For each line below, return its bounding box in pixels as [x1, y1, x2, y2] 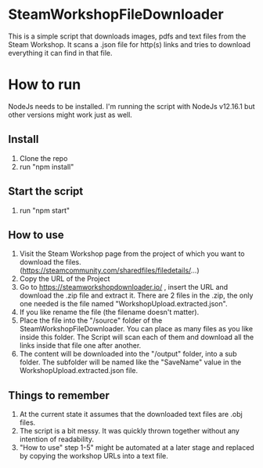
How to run [8, 76, 81, 93]
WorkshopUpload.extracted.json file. [19, 366, 139, 375]
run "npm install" [19, 162, 74, 171]
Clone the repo [19, 153, 68, 163]
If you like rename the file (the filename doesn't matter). [19, 308, 200, 317]
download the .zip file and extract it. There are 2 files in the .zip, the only [19, 291, 254, 300]
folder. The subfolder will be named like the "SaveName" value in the [19, 357, 242, 367]
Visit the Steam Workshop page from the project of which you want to [19, 249, 245, 258]
